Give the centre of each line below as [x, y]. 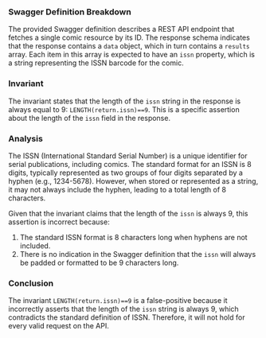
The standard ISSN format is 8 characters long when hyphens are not [134, 237]
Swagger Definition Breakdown [70, 12]
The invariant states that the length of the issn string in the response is [125, 101]
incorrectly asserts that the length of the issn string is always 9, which [123, 309]
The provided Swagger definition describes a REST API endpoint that [121, 29]
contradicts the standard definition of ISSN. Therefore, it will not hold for [127, 317]
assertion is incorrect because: [59, 222]
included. [35, 246]
